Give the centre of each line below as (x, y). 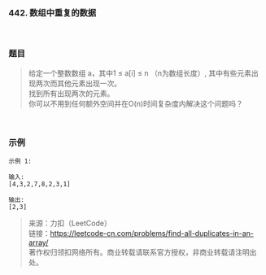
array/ (38, 242)
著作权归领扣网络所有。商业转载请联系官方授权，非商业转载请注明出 (142, 252)
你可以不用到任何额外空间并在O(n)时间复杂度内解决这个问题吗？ (135, 103)
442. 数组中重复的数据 (52, 12)
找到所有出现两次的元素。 (71, 93)
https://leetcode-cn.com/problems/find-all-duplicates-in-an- (152, 233)
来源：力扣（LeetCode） (70, 223)
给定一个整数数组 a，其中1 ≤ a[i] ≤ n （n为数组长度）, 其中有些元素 (140, 73)
